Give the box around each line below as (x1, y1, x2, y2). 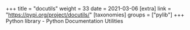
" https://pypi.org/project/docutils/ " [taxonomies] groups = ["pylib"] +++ (5, 11, 185, 18)
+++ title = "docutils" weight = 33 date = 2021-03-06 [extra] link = (5, 5, 172, 12)
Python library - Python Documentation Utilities (5, 18, 123, 24)
